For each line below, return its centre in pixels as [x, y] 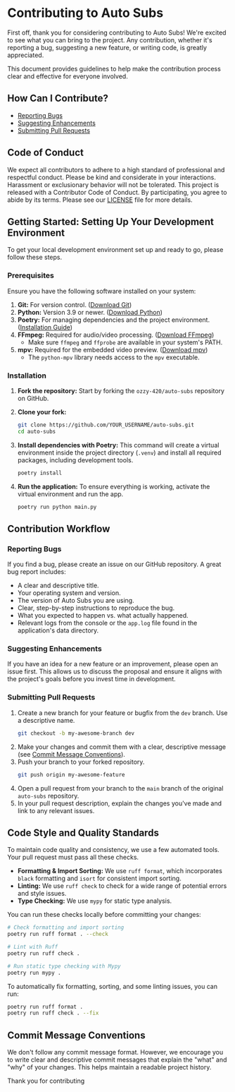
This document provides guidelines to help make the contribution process [114, 68]
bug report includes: [37, 572]
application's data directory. [58, 630]
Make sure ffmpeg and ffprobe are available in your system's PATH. [125, 342]
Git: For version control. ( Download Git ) [75, 304]
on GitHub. [33, 398]
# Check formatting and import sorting [66, 928]
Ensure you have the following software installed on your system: [102, 291]
